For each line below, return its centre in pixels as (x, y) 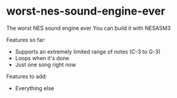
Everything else (35, 88)
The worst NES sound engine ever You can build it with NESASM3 (88, 28)
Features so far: (26, 40)
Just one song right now (45, 65)
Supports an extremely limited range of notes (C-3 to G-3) (88, 51)
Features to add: (27, 76)
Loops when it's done (42, 58)
